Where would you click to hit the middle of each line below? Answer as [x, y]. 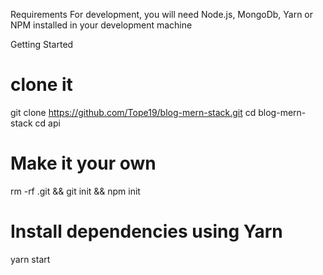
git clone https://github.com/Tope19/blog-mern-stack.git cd [133, 112]
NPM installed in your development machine [101, 25]
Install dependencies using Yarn [146, 231]
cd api [47, 123]
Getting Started [42, 44]
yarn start [30, 259]
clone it [41, 85]
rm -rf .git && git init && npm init [75, 191]
